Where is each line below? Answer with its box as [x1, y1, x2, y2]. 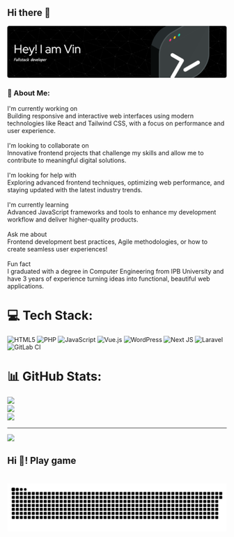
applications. [7, 281, 44, 290]
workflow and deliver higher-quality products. [7, 215, 139, 224]
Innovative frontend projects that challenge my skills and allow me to [7, 148, 204, 157]
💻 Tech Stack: [7, 308, 93, 324]
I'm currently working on [7, 104, 78, 112]
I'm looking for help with [7, 171, 77, 179]
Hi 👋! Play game [7, 455, 77, 467]
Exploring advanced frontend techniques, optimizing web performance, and [7, 178, 225, 187]
